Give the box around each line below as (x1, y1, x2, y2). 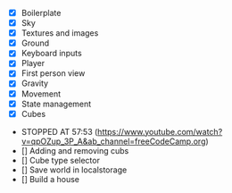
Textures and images (21, 28, 99, 38)
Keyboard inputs (21, 48, 82, 59)
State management (21, 98, 92, 109)
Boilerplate (21, 8, 62, 18)
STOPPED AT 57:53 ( (21, 126, 98, 137)
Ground (21, 38, 50, 48)
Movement (21, 88, 62, 99)
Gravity (21, 78, 49, 88)
